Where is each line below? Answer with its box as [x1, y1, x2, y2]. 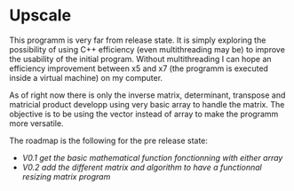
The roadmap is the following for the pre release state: [9, 135, 209, 146]
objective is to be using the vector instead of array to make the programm [9, 108, 279, 119]
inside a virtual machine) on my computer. [9, 72, 163, 83]
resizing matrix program [21, 171, 111, 182]
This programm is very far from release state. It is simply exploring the [9, 35, 266, 45]
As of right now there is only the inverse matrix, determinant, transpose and [9, 90, 286, 100]
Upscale [9, 5, 72, 26]
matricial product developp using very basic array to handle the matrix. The [9, 99, 285, 109]
